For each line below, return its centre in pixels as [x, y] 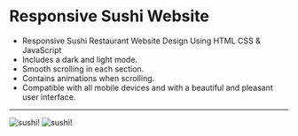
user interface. [49, 97]
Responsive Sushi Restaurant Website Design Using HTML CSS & [141, 41]
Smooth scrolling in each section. [83, 69]
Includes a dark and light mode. [80, 59]
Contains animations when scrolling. [88, 78]
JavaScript [42, 49]
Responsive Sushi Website [110, 16]
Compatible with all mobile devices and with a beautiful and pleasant [147, 87]
